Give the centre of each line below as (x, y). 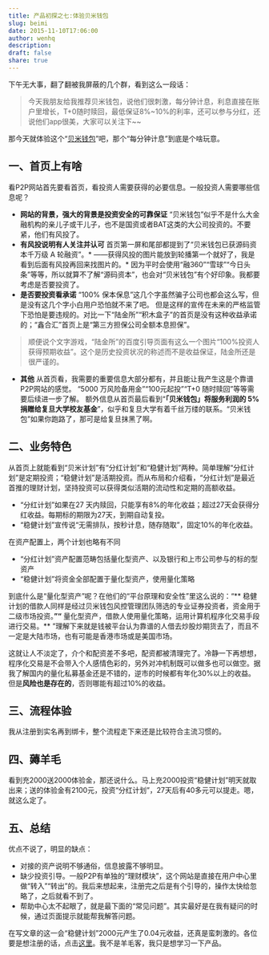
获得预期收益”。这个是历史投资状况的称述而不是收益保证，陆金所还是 (142, 352)
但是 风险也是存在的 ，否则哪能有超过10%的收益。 (89, 683)
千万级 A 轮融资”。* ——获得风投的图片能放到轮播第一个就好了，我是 (141, 254)
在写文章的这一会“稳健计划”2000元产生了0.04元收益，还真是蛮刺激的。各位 (133, 933)
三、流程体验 (40, 711)
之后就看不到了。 (69, 896)
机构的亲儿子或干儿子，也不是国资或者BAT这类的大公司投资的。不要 (139, 224)
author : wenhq (32, 38)
